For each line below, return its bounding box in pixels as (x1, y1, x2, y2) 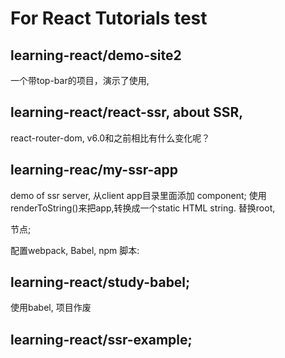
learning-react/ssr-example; (10, 331, 193, 348)
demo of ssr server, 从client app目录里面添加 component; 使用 (10, 189, 267, 201)
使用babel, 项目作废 (10, 302, 92, 314)
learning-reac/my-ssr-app (10, 162, 178, 179)
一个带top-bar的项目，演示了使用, (10, 75, 150, 86)
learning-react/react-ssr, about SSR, (10, 104, 244, 121)
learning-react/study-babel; (10, 274, 191, 291)
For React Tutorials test (10, 7, 208, 30)
